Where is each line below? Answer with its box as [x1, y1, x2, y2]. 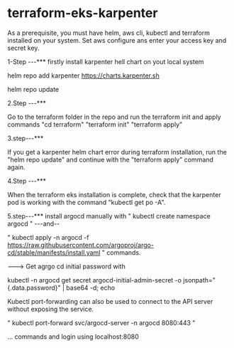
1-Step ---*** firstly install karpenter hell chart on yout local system [7, 57, 204, 65]
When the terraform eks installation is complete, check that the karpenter [7, 190, 221, 199]
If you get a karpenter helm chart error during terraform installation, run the [7, 147, 227, 156]
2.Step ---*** [7, 98, 47, 107]
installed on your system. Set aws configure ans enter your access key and [7, 36, 227, 44]
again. [7, 162, 26, 172]
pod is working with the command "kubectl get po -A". [7, 198, 166, 206]
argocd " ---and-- [7, 219, 60, 228]
